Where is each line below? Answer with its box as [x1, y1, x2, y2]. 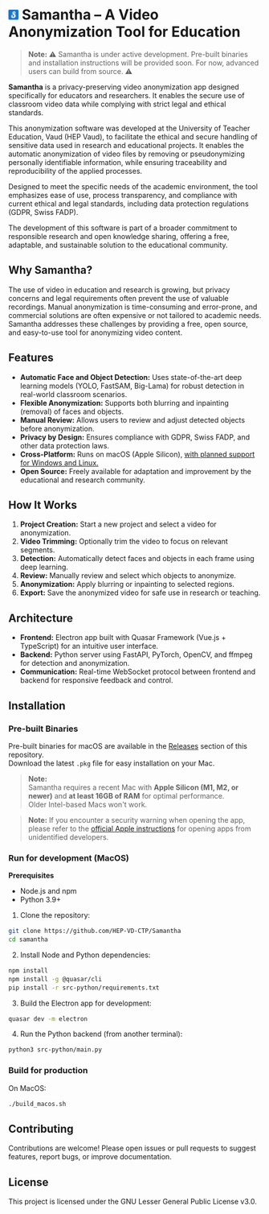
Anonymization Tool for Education [8, 23, 241, 41]
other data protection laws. [19, 440, 110, 450]
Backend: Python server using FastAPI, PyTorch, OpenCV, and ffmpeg [19, 650, 253, 659]
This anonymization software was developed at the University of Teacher [8, 123, 251, 133]
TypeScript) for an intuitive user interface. [19, 642, 159, 651]
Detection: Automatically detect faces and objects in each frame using [19, 554, 255, 564]
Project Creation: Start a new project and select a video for [19, 519, 217, 529]
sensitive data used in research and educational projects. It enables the [8, 140, 245, 150]
